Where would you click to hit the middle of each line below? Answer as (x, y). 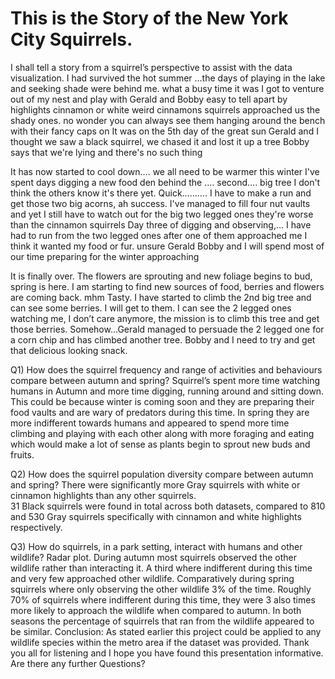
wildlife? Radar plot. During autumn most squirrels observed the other (153, 557)
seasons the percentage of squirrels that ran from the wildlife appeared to (162, 621)
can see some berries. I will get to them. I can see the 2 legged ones (151, 308)
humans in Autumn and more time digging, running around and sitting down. (167, 391)
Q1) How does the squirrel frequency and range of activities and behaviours (166, 369)
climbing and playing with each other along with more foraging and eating (162, 433)
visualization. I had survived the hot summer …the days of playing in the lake (168, 78)
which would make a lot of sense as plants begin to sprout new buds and (160, 444)
